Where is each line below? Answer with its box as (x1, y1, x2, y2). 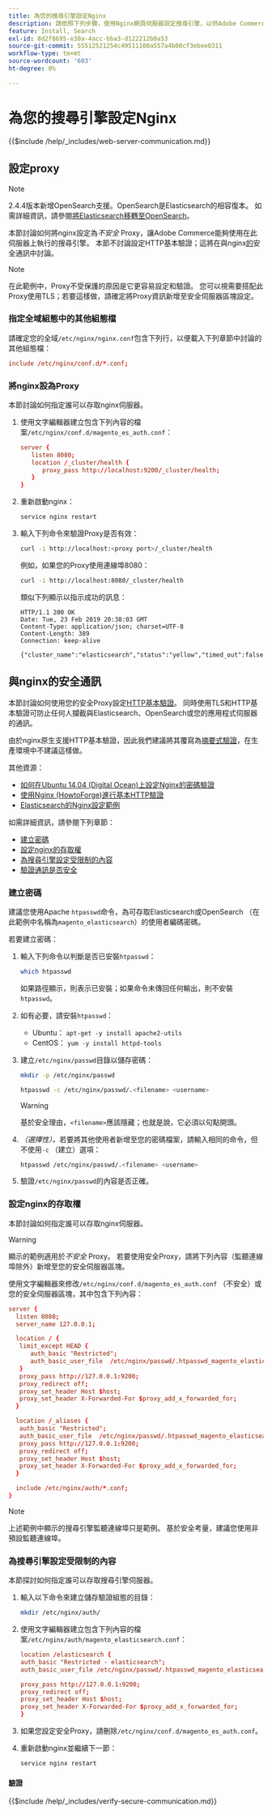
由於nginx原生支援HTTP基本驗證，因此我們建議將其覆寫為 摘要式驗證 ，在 (8, 735, 252, 745)
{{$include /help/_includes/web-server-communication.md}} (8, 136, 211, 146)
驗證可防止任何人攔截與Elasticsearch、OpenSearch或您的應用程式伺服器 (15, 707, 258, 717)
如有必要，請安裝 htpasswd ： (19, 1010, 114, 1020)
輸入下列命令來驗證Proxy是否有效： (19, 529, 139, 538)
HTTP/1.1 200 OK (19, 608, 75, 616)
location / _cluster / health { (31, 458, 130, 466)
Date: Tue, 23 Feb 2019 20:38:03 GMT (19, 615, 148, 623)
